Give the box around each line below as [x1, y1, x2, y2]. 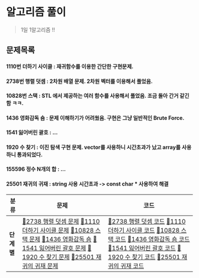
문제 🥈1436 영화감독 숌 [29, 235, 92, 243]
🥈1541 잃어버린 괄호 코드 [108, 244, 176, 252]
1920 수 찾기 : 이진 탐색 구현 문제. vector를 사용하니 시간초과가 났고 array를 [6, 143, 181, 151]
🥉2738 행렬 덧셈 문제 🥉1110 [22, 217, 100, 225]
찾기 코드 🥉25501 [131, 253, 181, 261]
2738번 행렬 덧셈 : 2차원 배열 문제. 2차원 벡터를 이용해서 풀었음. [6, 78, 153, 85]
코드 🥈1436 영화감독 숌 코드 [115, 235, 190, 243]
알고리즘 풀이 [6, 5, 66, 19]
